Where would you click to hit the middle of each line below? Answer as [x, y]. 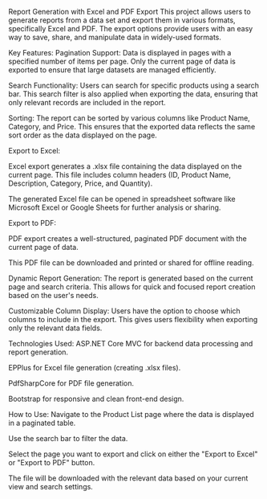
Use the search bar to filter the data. [68, 438]
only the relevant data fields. [55, 328]
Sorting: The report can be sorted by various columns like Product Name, [129, 118]
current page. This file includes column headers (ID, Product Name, [119, 175]
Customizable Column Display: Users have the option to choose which [124, 311]
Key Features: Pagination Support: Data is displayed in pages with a [120, 53]
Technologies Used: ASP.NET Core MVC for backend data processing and [131, 344]
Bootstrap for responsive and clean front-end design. [96, 399]
